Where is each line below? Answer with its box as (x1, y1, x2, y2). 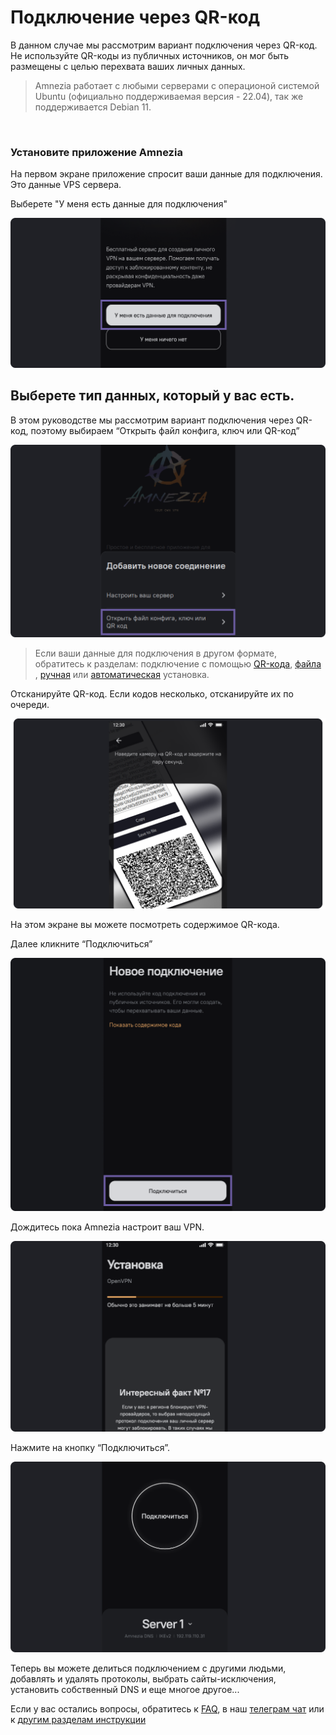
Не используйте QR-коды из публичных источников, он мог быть (10, 49, 290, 61)
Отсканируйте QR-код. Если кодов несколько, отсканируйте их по (10, 688, 294, 700)
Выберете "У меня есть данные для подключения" (10, 198, 228, 210)
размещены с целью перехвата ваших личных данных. (10, 60, 246, 72)
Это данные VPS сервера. (10, 179, 122, 191)
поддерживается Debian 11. (34, 101, 152, 113)
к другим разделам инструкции (10, 1713, 147, 1725)
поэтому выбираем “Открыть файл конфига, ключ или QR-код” (30, 424, 300, 436)
